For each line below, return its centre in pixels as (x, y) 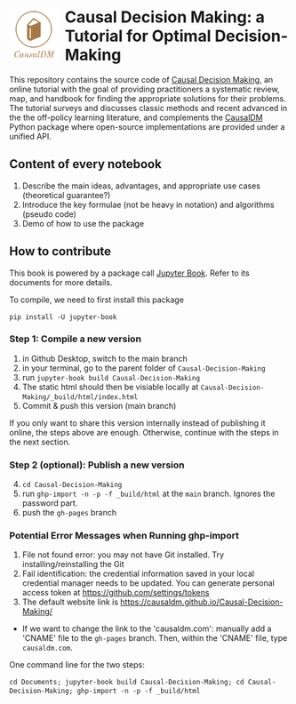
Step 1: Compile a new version (76, 339)
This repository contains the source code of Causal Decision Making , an (141, 79)
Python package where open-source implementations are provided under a (147, 126)
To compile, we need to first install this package (97, 300)
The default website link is (70, 602)
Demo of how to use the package (83, 223)
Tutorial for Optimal (138, 36)
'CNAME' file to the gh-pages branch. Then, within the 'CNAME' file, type (155, 638)
